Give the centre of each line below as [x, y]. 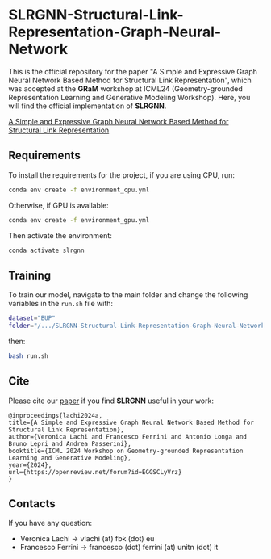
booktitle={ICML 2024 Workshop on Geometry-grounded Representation [126, 451]
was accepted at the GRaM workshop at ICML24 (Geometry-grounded [126, 88]
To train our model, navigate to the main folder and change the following [128, 295]
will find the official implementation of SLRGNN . [88, 106]
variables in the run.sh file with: [61, 304]
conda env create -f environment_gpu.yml [79, 220]
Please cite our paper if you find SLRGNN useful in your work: [111, 401]
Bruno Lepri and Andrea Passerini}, [70, 443]
